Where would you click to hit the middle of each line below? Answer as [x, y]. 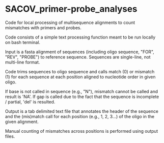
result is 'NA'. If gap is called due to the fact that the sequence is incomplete [82, 97]
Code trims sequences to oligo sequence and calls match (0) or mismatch [80, 71]
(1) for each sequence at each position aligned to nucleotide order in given [80, 77]
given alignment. [22, 122]
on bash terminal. [23, 42]
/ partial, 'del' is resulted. [30, 102]
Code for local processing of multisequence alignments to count [70, 22]
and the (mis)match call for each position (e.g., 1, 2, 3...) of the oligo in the [80, 116]
